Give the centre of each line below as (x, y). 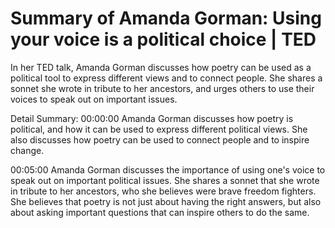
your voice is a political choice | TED (163, 39)
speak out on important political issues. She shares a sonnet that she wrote (165, 180)
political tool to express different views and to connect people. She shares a (166, 78)
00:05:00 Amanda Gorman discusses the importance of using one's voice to (168, 169)
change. (27, 150)
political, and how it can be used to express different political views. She (159, 129)
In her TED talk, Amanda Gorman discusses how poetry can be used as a (161, 67)
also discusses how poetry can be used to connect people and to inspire (160, 139)
